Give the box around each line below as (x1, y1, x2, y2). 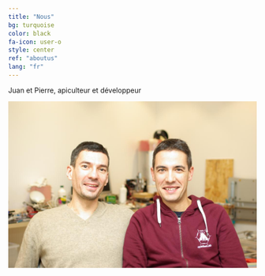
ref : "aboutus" (8, 55, 58, 62)
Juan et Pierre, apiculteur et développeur (8, 85, 142, 95)
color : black (8, 29, 51, 37)
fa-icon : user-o (8, 38, 62, 46)
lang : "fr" (8, 63, 44, 71)
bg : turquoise (8, 21, 55, 29)
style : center (8, 46, 55, 55)
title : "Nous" (8, 13, 55, 21)
